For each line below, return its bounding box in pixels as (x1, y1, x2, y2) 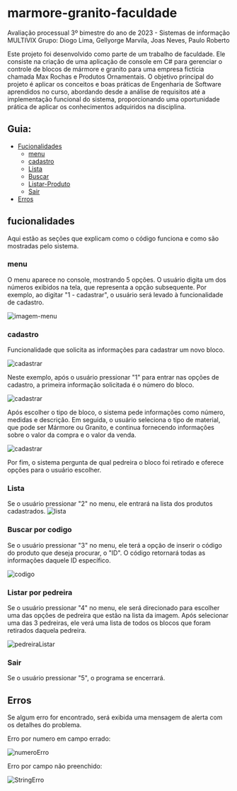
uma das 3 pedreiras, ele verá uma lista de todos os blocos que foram (7, 619, 211, 627)
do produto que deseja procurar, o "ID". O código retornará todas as (7, 548, 206, 557)
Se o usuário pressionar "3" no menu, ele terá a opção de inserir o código (7, 541, 223, 549)
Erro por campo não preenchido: (7, 762, 103, 770)
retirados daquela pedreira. (7, 626, 87, 635)
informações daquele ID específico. (7, 555, 111, 565)
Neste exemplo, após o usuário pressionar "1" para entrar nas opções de (7, 373, 219, 382)
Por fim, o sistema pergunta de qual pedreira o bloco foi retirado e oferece (7, 458, 224, 467)
